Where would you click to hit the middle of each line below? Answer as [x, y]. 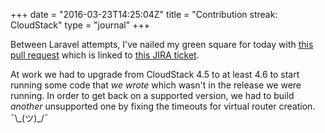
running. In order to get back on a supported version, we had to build [152, 95]
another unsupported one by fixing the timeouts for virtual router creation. [163, 106]
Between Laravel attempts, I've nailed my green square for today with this [162, 44]
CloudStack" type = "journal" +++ [80, 25]
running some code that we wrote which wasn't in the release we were [156, 85]
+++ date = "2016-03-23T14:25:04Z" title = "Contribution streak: [144, 14]
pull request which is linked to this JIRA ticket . [105, 55]
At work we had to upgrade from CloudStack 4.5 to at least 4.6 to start [155, 74]
